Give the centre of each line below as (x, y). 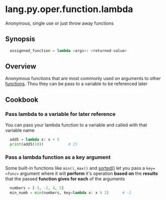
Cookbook (22, 99)
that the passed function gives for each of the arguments (65, 179)
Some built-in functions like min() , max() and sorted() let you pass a (75, 168)
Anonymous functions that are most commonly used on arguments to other (83, 79)
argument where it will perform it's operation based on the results (89, 174)
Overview (21, 66)
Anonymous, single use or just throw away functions (60, 23)
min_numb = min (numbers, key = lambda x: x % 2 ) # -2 (71, 193)
